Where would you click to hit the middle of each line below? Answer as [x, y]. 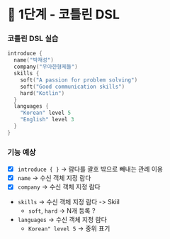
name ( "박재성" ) [34, 60]
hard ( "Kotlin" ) [42, 93]
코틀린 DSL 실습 [33, 38]
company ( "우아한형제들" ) [46, 67]
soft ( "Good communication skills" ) [73, 87]
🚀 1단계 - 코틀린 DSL [64, 15]
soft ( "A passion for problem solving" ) [79, 80]
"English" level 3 [47, 120]
